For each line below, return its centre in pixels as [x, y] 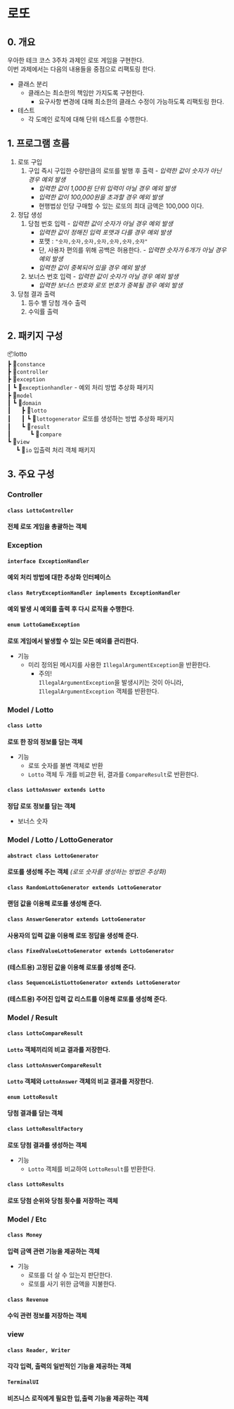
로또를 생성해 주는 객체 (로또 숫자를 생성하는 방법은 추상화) [87, 872]
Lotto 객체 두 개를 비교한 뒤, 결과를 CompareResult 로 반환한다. [113, 774]
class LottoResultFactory [45, 1129]
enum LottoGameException [44, 625]
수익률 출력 [43, 311]
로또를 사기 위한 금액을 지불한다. [72, 1284]
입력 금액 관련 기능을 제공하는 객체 [53, 1251]
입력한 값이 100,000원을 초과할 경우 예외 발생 [101, 197]
